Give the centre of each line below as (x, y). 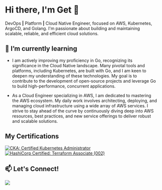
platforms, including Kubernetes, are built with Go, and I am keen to (79, 71)
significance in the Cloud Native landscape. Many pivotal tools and (78, 65)
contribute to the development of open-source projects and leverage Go (84, 81)
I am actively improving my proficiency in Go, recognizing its (72, 60)
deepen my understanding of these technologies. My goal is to (74, 76)
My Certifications (32, 137)
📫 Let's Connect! (32, 169)
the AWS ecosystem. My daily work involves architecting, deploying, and (84, 101)
